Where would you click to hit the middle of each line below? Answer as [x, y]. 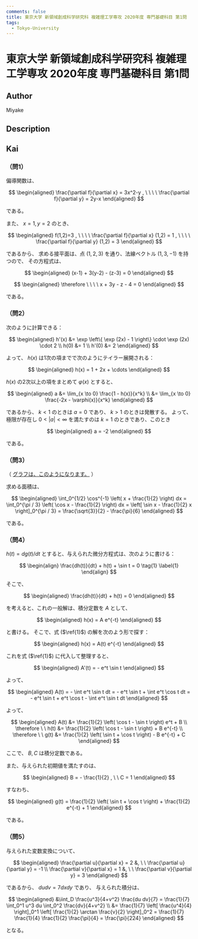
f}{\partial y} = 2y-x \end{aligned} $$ [99, 199]
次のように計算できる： [34, 327]
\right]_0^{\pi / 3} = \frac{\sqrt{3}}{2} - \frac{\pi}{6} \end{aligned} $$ [99, 511]
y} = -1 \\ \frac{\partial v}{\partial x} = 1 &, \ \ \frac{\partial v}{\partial [109, 869]
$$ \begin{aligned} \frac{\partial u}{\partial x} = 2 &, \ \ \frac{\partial [95, 862]
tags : [13, 22]
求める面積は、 [24, 486]
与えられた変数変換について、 [42, 850]
